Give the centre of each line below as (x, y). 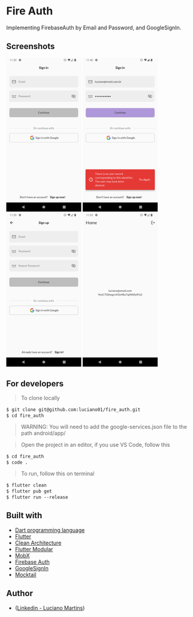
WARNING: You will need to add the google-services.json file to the (104, 427)
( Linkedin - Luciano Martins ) (50, 608)
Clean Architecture (38, 543)
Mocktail (25, 574)
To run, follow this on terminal (58, 474)
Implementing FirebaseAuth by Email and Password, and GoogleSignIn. (94, 28)
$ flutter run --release (37, 497)
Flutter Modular (34, 549)
